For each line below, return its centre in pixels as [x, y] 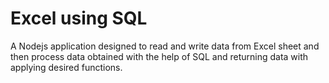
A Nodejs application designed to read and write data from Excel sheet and [165, 46]
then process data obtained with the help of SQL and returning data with [159, 56]
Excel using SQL [79, 18]
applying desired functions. [66, 67]
